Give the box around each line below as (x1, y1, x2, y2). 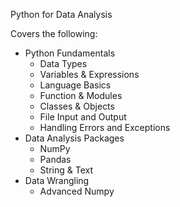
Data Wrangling (24, 175, 90, 186)
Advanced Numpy (39, 185, 115, 197)
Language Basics (39, 79, 112, 91)
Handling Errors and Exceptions (39, 122, 171, 133)
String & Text (39, 164, 93, 176)
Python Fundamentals (24, 47, 116, 59)
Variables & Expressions (39, 69, 140, 80)
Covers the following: (10, 28, 98, 39)
